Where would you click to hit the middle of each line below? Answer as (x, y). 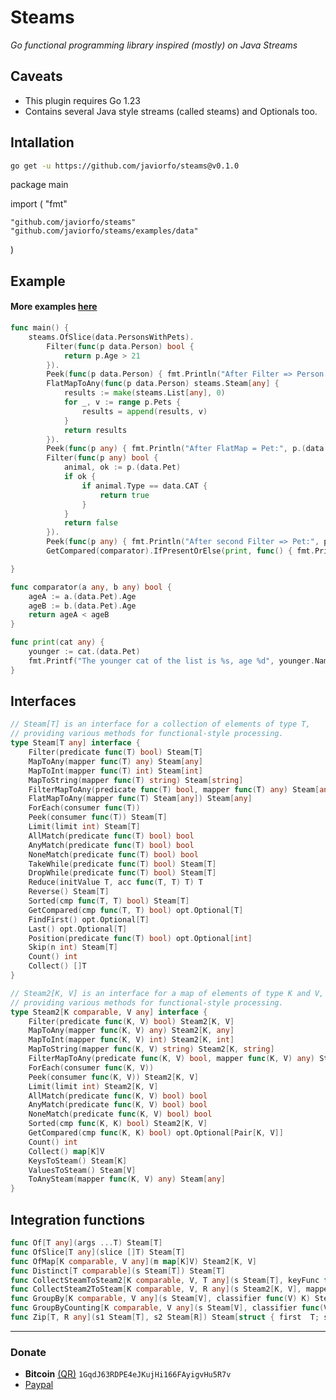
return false (90, 523)
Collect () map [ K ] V (66, 1151)
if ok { (80, 477)
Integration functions (77, 1219)
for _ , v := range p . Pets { (122, 402)
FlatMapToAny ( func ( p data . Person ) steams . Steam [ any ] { (163, 384)
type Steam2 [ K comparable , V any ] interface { (109, 1012)
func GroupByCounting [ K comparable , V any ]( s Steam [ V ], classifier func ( (167, 1308)
